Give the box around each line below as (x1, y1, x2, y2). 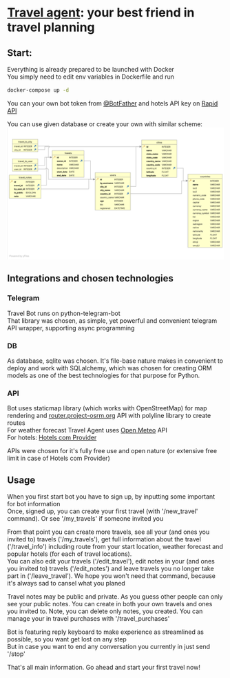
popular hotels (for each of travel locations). (7, 550, 132, 558)
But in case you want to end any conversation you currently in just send (7, 643, 210, 651)
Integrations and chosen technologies (7, 272, 174, 284)
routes (7, 419, 25, 427)
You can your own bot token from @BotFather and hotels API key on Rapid (7, 99, 218, 108)
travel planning (7, 19, 95, 35)
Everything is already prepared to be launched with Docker (7, 66, 174, 73)
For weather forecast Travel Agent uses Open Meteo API (7, 426, 167, 435)
